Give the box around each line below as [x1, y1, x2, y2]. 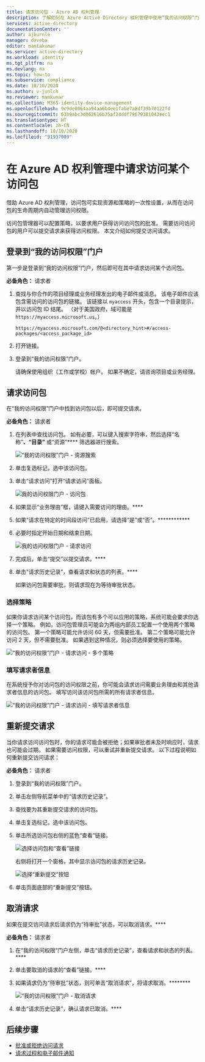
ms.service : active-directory [6, 49, 84, 55]
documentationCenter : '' [6, 26, 70, 32]
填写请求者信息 [6, 665, 51, 674]
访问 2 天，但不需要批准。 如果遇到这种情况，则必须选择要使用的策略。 [6, 636, 185, 643]
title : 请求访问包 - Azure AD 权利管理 [6, 9, 99, 15]
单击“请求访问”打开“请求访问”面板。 [15, 477, 106, 485]
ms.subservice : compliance [6, 77, 75, 83]
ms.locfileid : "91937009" [6, 134, 72, 141]
